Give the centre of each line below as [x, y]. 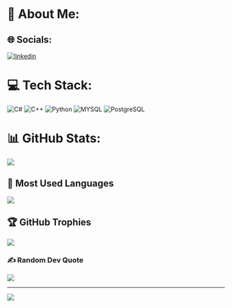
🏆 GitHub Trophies [49, 223]
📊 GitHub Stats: [54, 138]
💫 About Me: [43, 14]
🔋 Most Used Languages [60, 183]
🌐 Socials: [30, 40]
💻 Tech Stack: [50, 85]
